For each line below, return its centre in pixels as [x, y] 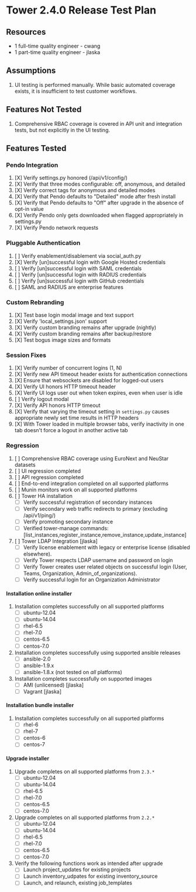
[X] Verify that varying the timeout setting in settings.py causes [92, 412]
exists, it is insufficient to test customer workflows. [76, 91]
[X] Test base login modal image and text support [74, 315]
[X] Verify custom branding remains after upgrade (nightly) [85, 327]
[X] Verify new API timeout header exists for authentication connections [101, 374]
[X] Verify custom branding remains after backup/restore [83, 334]
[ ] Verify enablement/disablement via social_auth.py [78, 255]
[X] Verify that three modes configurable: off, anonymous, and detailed [100, 184]
